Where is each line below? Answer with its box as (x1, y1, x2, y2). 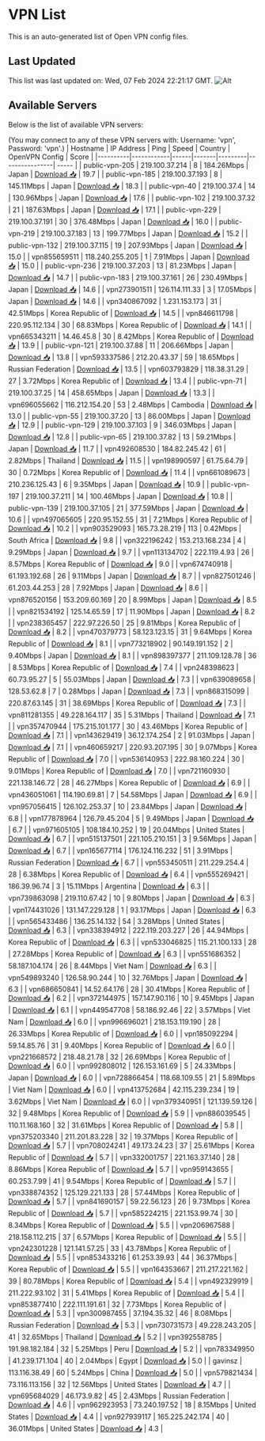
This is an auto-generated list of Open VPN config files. (8, 32, 188, 41)
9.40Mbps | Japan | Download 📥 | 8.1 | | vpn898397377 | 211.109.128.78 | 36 (8, 651, 257, 660)
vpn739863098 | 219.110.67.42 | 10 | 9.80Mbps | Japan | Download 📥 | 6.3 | (8, 893, 256, 903)
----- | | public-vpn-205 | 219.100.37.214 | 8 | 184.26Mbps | (56, 160, 249, 169)
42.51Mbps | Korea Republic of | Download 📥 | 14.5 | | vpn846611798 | (8, 308, 239, 317)
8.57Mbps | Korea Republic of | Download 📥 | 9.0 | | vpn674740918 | (8, 559, 233, 568)
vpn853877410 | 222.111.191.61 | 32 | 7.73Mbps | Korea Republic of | (8, 1299, 227, 1309)
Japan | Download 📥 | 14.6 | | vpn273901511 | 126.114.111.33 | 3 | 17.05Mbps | (8, 284, 257, 294)
